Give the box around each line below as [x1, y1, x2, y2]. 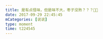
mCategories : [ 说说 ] [5, 17, 47, 22]
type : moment [5, 21, 33, 27]
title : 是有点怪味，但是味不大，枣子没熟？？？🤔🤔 [5, 7, 98, 13]
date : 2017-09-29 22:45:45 [5, 12, 63, 17]
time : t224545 [5, 26, 36, 31]
